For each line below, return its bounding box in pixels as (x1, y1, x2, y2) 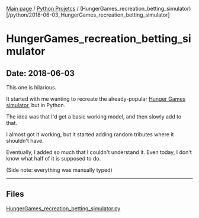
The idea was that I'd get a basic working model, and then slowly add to (6, 113, 182, 120)
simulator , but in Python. (6, 102, 66, 108)
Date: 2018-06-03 (6, 68, 75, 78)
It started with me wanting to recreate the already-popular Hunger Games (6, 95, 186, 102)
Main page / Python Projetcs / (6, 5, 79, 12)
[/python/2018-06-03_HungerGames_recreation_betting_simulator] (6, 11, 170, 18)
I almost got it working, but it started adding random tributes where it (6, 131, 174, 138)
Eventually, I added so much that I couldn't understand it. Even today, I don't (6, 149, 192, 156)
